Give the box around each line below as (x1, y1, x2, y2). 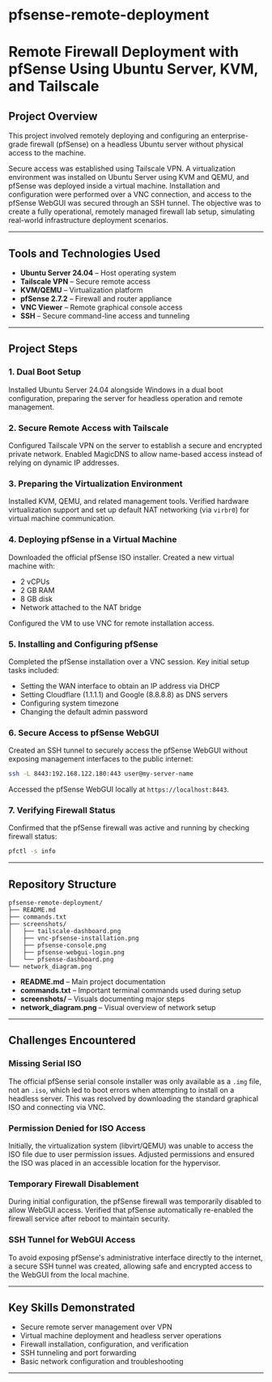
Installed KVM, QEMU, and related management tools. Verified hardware (8, 497, 249, 506)
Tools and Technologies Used (8, 246, 160, 260)
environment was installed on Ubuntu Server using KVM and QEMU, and (8, 173, 249, 182)
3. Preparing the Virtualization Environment (8, 478, 183, 489)
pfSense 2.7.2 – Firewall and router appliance (19, 294, 172, 303)
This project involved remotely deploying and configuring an (8, 131, 210, 141)
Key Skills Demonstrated (8, 1301, 135, 1314)
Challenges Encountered (8, 1034, 136, 1047)
